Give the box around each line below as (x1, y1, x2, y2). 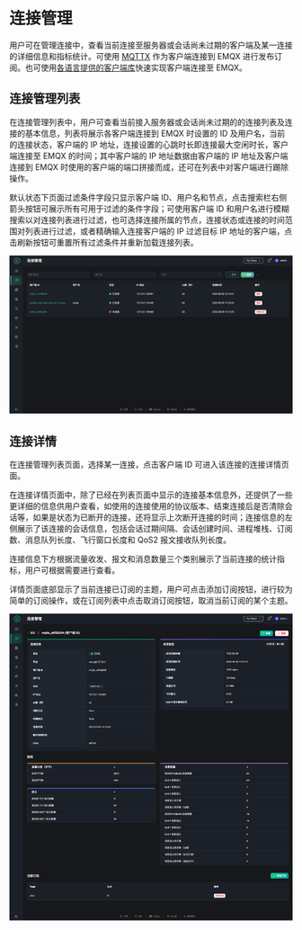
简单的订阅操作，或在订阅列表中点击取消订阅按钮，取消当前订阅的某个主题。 (9, 595, 293, 606)
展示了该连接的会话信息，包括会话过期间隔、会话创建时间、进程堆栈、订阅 (16, 523, 293, 534)
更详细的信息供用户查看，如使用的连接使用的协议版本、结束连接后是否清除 (9, 501, 285, 512)
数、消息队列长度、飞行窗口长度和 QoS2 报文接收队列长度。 (9, 534, 232, 545)
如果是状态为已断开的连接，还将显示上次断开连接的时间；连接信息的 (32, 512, 285, 523)
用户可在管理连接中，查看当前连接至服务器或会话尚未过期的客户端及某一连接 (9, 40, 293, 50)
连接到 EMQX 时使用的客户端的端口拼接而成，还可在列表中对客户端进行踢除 (9, 161, 289, 172)
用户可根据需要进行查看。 (24, 565, 120, 576)
